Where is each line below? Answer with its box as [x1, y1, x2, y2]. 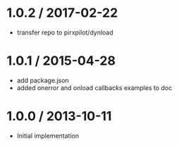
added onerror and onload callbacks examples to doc [16, 83, 173, 92]
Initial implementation [16, 132, 80, 140]
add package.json [16, 76, 70, 84]
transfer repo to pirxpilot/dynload [16, 28, 113, 37]
